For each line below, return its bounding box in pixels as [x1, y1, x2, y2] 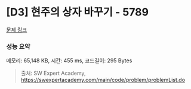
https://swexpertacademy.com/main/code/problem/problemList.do [20, 77, 186, 84]
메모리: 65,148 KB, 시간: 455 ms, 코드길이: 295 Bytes [6, 57, 133, 64]
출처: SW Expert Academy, [20, 69, 86, 77]
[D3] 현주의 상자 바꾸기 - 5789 [6, 5, 149, 19]
